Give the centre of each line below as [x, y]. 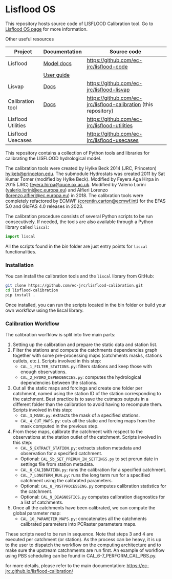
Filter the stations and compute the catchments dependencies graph [85, 350]
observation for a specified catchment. [61, 454]
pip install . [20, 295]
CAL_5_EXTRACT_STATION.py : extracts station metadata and [81, 448]
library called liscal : [27, 227]
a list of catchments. [42, 502]
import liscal [20, 237]
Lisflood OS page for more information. [47, 29]
